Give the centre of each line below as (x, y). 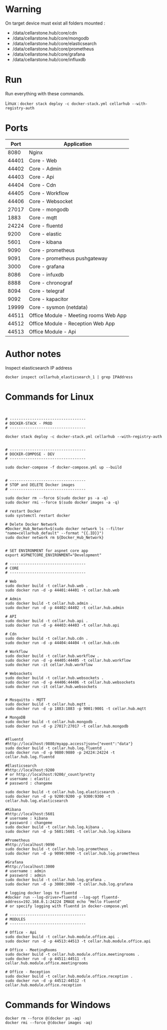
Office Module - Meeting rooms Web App (77, 315)
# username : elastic (28, 779)
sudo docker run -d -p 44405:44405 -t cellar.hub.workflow (68, 660)
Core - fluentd (46, 226)
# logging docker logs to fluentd (41, 893)
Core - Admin (45, 168)
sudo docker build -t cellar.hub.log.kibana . (54, 827)
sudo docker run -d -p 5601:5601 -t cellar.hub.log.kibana (68, 831)
